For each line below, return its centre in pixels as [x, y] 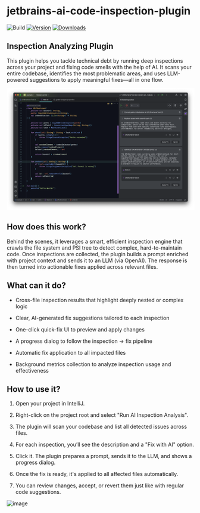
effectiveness [32, 370]
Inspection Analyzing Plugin [60, 46]
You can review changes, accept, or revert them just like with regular [99, 486]
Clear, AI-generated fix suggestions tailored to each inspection [92, 318]
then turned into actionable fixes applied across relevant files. [82, 266]
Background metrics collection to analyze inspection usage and [93, 364]
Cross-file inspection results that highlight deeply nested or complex [99, 300]
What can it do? [36, 286]
